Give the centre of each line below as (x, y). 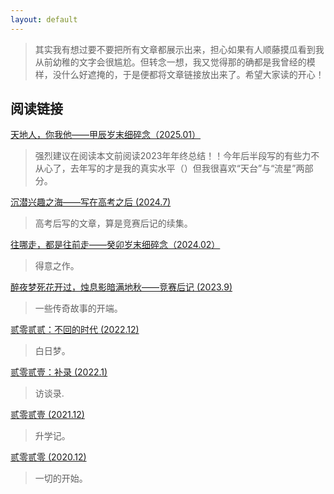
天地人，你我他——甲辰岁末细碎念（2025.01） (106, 135)
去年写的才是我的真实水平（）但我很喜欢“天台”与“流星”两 (187, 168)
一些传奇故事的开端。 (78, 308)
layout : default (44, 19)
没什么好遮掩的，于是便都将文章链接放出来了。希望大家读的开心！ (188, 74)
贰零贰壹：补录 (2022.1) (59, 372)
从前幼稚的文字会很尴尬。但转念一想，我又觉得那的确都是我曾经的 (170, 62)
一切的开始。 (61, 478)
